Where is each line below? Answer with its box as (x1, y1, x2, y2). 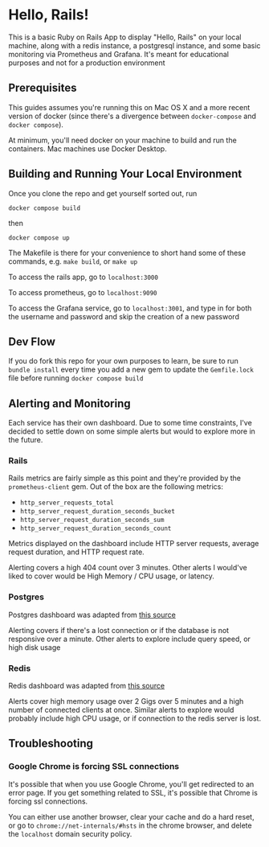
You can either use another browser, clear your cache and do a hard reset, (8, 812, 255, 821)
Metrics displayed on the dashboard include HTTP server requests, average (8, 539, 259, 549)
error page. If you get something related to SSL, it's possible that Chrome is (8, 787, 259, 797)
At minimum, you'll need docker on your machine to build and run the (8, 135, 237, 145)
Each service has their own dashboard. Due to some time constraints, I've (8, 418, 253, 428)
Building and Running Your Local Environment (8, 167, 243, 181)
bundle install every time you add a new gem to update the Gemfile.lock (8, 364, 255, 375)
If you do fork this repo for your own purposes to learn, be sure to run (8, 356, 238, 366)
